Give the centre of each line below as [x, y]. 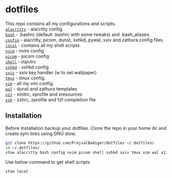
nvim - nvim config [25, 51]
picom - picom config [27, 56]
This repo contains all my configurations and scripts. [61, 24]
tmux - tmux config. [26, 78]
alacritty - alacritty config [34, 29]
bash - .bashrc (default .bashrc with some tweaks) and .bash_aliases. [78, 34]
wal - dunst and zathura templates [41, 88]
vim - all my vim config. [30, 83]
